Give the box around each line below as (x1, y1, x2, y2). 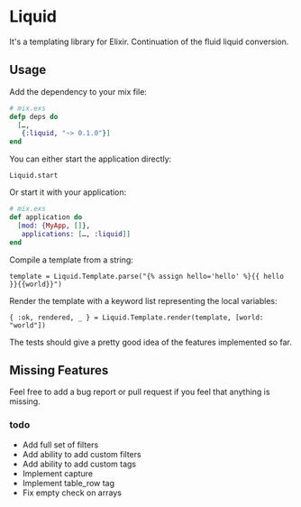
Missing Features (9, 363, 109, 378)
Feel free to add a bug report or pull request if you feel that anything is (9, 386, 270, 398)
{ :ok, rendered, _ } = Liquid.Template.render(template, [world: (9, 313, 264, 322)
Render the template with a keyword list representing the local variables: (9, 295, 278, 306)
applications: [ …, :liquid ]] (21, 229, 131, 238)
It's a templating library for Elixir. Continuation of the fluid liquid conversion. (9, 36, 289, 47)
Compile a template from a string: (9, 254, 133, 265)
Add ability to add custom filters (22, 448, 141, 459)
